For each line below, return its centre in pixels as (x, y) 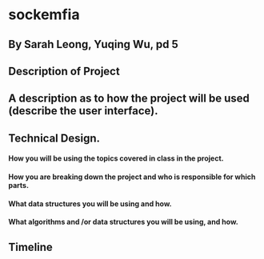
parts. (19, 185)
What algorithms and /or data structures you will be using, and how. (123, 222)
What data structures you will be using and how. (90, 203)
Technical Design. (54, 138)
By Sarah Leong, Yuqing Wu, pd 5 (93, 44)
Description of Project (64, 71)
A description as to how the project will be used (129, 99)
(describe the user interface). (83, 111)
